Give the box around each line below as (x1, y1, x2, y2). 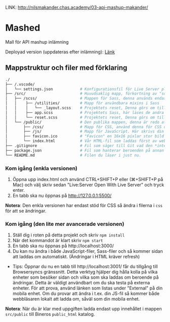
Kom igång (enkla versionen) (5, 165, 77, 172)
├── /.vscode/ (5, 81, 35, 87)
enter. (12, 187, 25, 193)
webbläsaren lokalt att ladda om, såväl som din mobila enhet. (12, 296, 140, 302)
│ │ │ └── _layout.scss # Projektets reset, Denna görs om (5, 105, 155, 110)
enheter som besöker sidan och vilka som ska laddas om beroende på (12, 274, 159, 280)
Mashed (5, 22, 40, 34)
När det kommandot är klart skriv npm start (12, 238, 103, 244)
